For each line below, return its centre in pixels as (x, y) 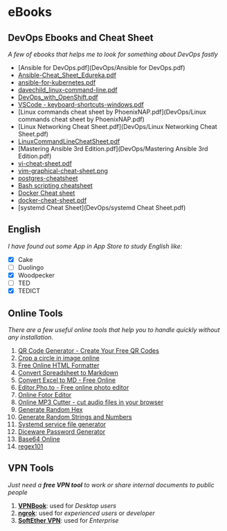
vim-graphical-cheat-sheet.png (63, 171)
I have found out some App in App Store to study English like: (95, 246)
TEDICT (29, 291)
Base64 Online (39, 439)
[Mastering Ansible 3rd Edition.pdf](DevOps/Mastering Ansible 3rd (113, 149)
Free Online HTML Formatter (58, 365)
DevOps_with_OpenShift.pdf (58, 97)
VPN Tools (31, 468)
